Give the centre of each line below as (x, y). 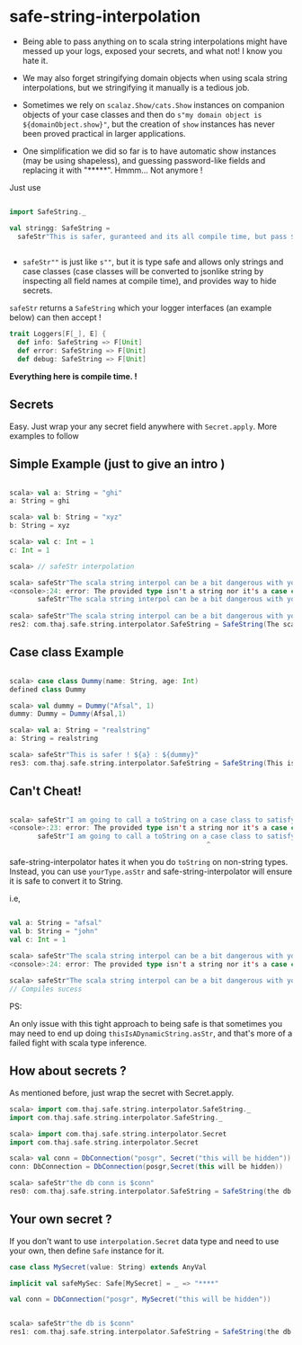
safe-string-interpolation (105, 17)
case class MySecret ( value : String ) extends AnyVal (108, 1267)
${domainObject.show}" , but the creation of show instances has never (149, 124)
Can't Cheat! (46, 792)
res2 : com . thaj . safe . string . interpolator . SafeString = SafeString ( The (144, 625)
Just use (26, 187)
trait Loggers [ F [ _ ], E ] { (58, 334)
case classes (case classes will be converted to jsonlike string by (143, 272)
